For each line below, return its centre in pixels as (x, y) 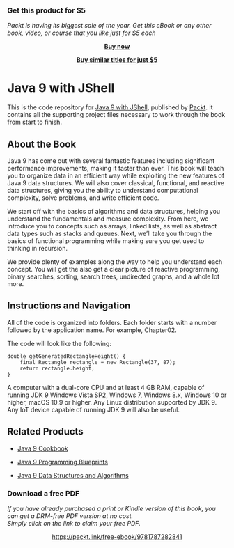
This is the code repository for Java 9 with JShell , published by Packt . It (110, 107)
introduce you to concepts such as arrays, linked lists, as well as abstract (112, 226)
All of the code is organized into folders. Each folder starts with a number (112, 322)
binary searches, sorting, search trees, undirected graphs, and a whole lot (114, 276)
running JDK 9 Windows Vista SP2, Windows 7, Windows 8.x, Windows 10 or (117, 395)
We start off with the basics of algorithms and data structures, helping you (114, 212)
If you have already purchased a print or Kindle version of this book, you (111, 508)
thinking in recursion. (38, 249)
